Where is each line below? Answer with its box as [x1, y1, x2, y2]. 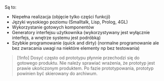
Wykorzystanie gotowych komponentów [11, 24, 95, 30]
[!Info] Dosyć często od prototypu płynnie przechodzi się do [16, 55, 140, 61]
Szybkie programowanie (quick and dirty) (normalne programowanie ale [11, 40, 159, 46]
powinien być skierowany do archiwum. [16, 71, 98, 76]
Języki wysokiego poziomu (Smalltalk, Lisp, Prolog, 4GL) [11, 19, 128, 25]
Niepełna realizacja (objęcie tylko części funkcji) [11, 14, 110, 19]
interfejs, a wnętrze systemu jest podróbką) [11, 35, 101, 40]
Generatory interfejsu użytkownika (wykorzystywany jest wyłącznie [11, 30, 150, 35]
